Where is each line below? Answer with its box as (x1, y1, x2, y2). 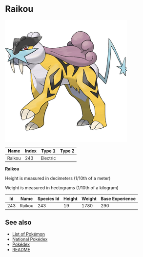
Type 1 (41, 148, 56, 154)
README (12, 247, 31, 253)
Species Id (37, 196, 60, 201)
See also (5, 218, 32, 226)
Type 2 (60, 148, 75, 154)
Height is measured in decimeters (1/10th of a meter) (5, 176, 111, 181)
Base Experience (101, 196, 136, 201)
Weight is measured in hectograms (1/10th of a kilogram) (5, 185, 119, 191)
